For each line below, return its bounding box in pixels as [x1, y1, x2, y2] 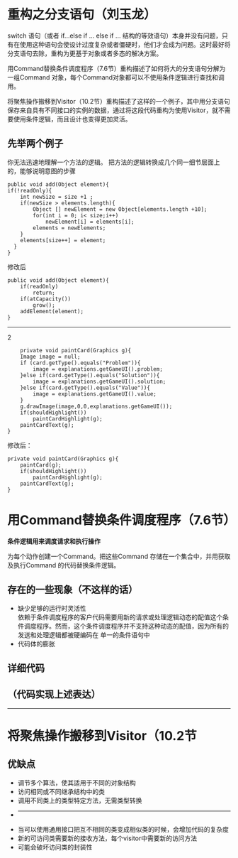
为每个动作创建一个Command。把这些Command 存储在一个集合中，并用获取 [7, 552, 231, 560]
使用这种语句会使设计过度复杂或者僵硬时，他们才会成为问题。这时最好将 [19, 40, 231, 48]
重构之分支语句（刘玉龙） [7, 6, 157, 23]
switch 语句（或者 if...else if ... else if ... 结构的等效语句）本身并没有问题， [7, 31, 222, 40]
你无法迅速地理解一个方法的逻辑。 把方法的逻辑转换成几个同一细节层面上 [7, 158, 220, 166]
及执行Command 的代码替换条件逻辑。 [7, 560, 120, 569]
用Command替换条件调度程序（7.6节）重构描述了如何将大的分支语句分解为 [7, 64, 226, 72]
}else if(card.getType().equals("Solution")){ [20, 371, 160, 379]
